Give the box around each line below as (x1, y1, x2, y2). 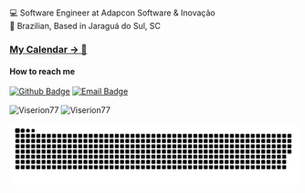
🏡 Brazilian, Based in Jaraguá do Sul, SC (9, 21, 162, 31)
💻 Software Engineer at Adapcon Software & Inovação (9, 7, 216, 18)
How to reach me (9, 66, 76, 76)
